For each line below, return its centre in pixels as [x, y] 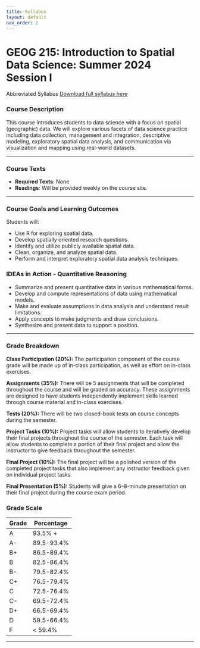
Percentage [51, 523]
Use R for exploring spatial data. [54, 233]
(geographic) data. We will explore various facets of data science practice [97, 129]
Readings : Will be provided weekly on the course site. [81, 187]
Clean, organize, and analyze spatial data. [66, 252]
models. [25, 300]
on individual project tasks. [39, 474]
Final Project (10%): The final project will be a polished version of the [91, 462]
